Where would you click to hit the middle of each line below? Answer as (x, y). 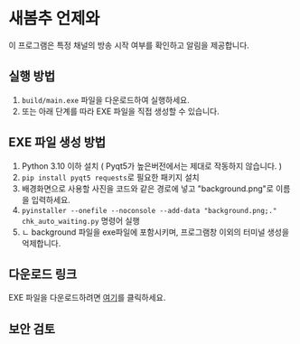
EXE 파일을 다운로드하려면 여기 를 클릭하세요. (87, 298)
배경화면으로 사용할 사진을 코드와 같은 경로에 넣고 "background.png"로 (148, 188)
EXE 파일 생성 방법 (57, 142)
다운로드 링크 (43, 274)
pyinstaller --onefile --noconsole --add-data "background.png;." (149, 210)
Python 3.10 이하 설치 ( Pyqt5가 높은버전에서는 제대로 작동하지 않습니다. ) (151, 166)
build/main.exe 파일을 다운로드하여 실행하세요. (106, 99)
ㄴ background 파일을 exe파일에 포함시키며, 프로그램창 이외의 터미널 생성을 (155, 232)
